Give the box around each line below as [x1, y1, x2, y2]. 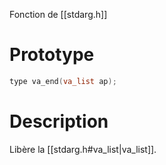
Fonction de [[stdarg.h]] [9, 9, 108, 20]
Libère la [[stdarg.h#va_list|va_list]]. [9, 143, 157, 155]
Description [9, 110, 109, 133]
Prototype [9, 44, 95, 66]
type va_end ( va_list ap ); [9, 76, 117, 86]
